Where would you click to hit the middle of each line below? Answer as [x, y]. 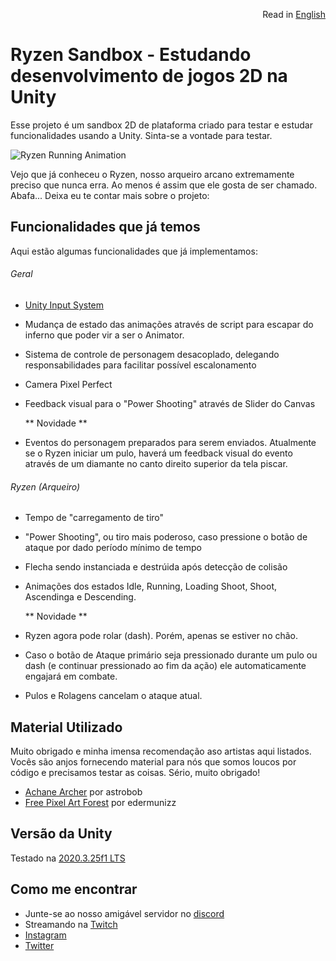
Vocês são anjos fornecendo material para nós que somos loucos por [153, 761]
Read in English [294, 14]
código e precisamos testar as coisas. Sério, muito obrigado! [135, 772]
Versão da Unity [61, 834]
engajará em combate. [71, 676]
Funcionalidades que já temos [105, 227]
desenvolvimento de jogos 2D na [149, 76]
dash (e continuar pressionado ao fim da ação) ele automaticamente [165, 666]
